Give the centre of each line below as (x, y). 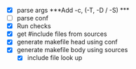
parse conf (32, 18)
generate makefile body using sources (72, 50)
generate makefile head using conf (67, 42)
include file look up (55, 58)
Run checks (34, 26)
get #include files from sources (62, 34)
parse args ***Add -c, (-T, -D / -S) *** (73, 10)
